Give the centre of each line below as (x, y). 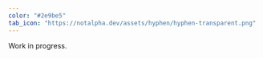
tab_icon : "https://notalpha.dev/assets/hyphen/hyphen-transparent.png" (132, 23)
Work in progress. (38, 45)
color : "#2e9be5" (37, 15)
